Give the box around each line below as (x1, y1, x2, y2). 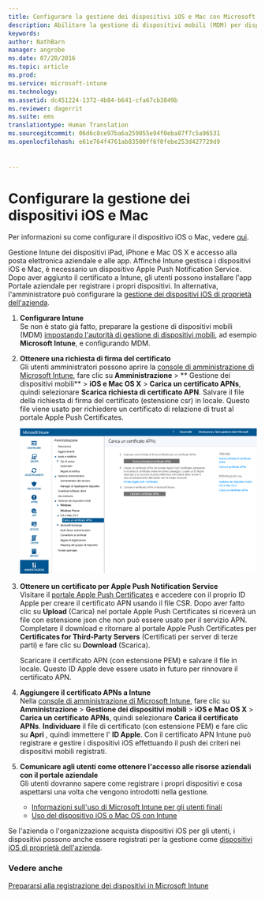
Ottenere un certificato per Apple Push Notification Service (19, 582, 218, 591)
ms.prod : (8, 71, 37, 79)
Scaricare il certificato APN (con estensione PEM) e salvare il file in (19, 656, 238, 666)
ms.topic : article (8, 63, 69, 71)
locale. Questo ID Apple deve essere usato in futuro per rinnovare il (19, 664, 238, 673)
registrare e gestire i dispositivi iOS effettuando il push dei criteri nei (19, 738, 241, 748)
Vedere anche (8, 862, 63, 873)
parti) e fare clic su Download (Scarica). (19, 640, 151, 650)
